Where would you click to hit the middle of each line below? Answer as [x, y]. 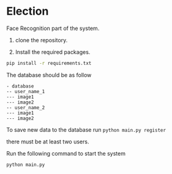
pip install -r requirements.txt [49, 63]
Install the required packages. [53, 52]
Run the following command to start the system [66, 153]
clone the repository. [41, 40]
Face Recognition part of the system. [53, 28]
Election [28, 11]
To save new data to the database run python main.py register [86, 129]
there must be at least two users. [48, 142]
